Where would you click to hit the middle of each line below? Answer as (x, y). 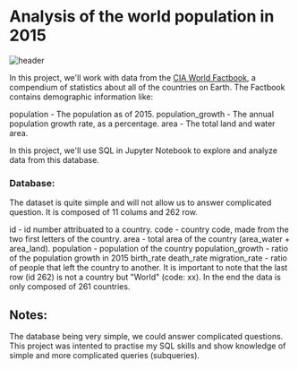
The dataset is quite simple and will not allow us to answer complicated (140, 202)
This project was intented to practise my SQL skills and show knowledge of (148, 346)
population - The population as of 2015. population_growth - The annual (142, 114)
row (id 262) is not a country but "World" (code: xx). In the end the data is (145, 277)
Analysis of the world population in (142, 17)
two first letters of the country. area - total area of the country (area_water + (150, 239)
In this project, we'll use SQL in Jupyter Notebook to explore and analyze (144, 150)
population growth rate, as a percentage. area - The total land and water (142, 124)
